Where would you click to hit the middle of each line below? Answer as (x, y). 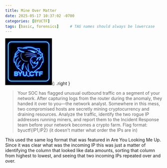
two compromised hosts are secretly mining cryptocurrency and (83, 109)
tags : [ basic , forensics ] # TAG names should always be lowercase (80, 26)
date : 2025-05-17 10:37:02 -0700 (40, 16)
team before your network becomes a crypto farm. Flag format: (83, 125)
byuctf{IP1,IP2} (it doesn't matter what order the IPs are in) (78, 130)
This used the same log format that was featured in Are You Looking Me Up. (83, 140)
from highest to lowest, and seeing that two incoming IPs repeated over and (83, 156)
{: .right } (61, 84)
